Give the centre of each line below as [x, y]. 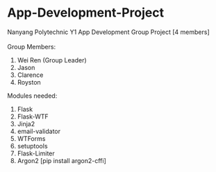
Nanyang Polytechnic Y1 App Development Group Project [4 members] [108, 32]
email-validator [39, 131]
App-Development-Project [86, 13]
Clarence [30, 75]
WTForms [31, 138]
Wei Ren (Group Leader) [52, 60]
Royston [29, 82]
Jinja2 [26, 123]
